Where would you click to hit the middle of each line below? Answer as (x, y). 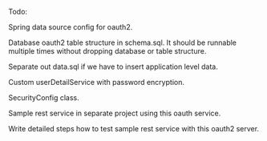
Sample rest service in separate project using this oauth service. (115, 113)
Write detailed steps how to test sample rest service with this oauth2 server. (133, 129)
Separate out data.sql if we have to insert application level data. (113, 66)
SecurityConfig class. (44, 98)
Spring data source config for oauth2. (71, 27)
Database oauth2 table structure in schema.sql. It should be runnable (123, 42)
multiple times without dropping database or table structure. (107, 51)
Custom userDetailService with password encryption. (96, 82)
